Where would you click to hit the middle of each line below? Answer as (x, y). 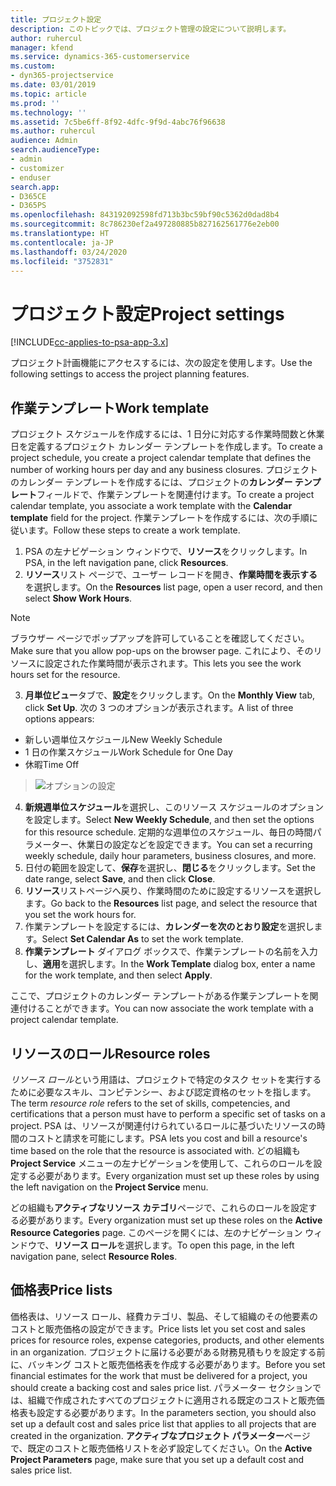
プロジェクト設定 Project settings (147, 313)
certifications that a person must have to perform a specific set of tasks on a (168, 1113)
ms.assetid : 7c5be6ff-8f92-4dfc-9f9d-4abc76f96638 (118, 122)
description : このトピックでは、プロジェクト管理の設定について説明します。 (151, 29)
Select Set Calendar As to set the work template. (142, 939)
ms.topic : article (48, 94)
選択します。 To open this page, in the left (210, 1245)
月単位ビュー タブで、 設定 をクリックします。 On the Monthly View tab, (169, 695)
